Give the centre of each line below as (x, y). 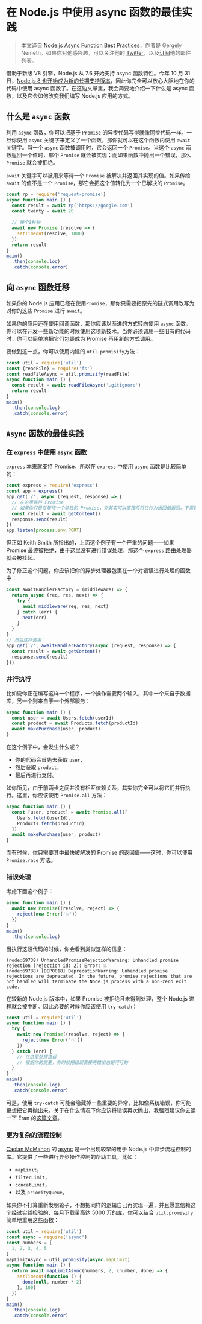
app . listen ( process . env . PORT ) (44, 531)
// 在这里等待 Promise (38, 502)
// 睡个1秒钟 (26, 223)
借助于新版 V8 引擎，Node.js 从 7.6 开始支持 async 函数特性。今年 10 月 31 (98, 73)
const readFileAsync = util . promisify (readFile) (68, 374)
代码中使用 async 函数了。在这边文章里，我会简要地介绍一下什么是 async (97, 88)
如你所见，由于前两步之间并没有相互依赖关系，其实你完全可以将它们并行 (96, 788)
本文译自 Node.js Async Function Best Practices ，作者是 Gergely (101, 45)
